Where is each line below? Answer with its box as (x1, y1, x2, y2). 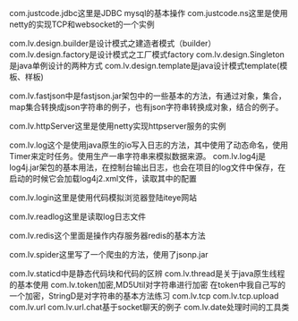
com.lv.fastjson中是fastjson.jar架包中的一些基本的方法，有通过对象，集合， (9, 90, 286, 101)
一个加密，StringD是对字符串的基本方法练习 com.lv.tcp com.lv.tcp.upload (9, 291, 279, 301)
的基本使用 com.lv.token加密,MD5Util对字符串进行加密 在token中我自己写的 (9, 280, 286, 290)
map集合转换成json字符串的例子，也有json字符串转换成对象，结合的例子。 (9, 102, 284, 112)
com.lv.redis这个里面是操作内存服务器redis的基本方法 (9, 231, 206, 241)
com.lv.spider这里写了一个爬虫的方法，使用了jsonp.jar (9, 249, 209, 259)
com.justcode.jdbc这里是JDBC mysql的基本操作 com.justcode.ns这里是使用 (9, 8, 288, 18)
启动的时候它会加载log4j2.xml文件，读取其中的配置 (9, 173, 197, 183)
